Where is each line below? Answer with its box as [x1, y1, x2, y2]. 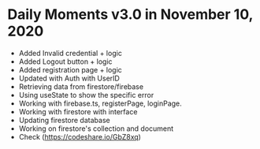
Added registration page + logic [18, 65, 123, 74]
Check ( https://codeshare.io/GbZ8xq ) [18, 132, 141, 141]
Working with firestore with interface [18, 106, 138, 116]
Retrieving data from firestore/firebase [18, 81, 143, 91]
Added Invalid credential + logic [18, 48, 123, 58]
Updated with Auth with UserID [18, 73, 120, 83]
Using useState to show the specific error [18, 90, 154, 99]
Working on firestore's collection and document [18, 124, 174, 133]
